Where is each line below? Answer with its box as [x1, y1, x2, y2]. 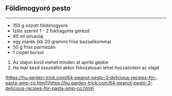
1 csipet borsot [12, 49, 45, 55]
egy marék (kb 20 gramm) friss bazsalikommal [12, 38, 111, 45]
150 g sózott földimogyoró [12, 22, 68, 28]
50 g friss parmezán [12, 44, 56, 50]
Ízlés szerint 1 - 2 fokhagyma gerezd [12, 27, 90, 34]
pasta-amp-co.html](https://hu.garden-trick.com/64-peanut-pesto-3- [5, 80, 153, 86]
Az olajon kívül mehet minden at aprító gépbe [12, 59, 109, 65]
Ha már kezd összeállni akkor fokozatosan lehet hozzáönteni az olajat [12, 65, 160, 71]
